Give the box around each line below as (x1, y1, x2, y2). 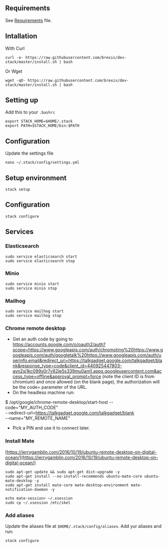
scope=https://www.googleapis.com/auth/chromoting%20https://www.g (12, 347, 163, 353)
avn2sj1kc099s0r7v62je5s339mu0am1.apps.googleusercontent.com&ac (12, 368, 162, 374)
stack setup (5, 187, 30, 192)
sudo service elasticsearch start (5, 254, 78, 259)
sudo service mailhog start (5, 309, 64, 314)
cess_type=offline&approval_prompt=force (12, 374, 101, 380)
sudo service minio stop (5, 286, 57, 291)
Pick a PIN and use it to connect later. (12, 425, 90, 431)
